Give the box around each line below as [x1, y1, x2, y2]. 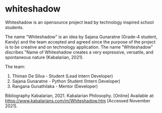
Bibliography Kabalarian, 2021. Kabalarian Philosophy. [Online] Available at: [5, 93, 155, 99]
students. [5, 24, 24, 30]
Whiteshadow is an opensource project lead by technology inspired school [5, 19, 154, 25]
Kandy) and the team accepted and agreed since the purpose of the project [5, 39, 156, 44]
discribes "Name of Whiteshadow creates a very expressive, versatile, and [5, 49, 154, 55]
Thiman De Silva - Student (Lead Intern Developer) [12, 73, 113, 79]
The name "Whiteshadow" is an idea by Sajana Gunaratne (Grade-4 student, [5, 34, 158, 40]
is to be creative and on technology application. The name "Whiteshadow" [5, 44, 153, 50]
